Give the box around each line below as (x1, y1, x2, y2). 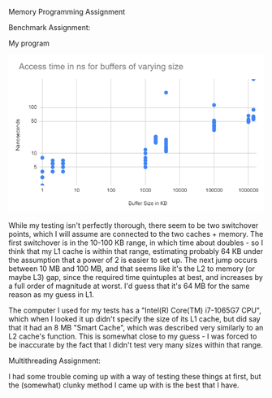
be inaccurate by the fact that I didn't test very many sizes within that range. (8, 339, 264, 349)
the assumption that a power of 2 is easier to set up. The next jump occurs (8, 255, 258, 265)
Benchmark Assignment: (8, 23, 91, 32)
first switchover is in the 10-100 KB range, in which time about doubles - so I (8, 238, 264, 247)
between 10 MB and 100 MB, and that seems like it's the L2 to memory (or (8, 264, 256, 273)
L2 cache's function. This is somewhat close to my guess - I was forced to (8, 331, 257, 341)
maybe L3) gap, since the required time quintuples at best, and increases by (8, 272, 264, 282)
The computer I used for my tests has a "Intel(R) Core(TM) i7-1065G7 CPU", (8, 305, 261, 315)
